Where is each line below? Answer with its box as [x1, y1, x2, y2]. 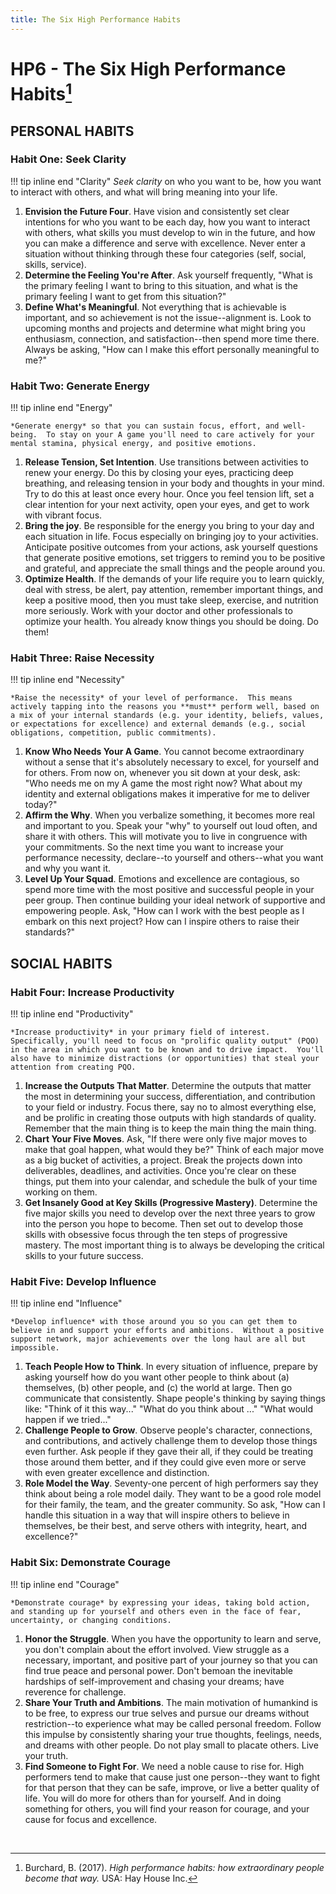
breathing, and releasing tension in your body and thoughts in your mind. [24, 477, 325, 490]
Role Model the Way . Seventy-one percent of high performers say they [24, 1477, 319, 1490]
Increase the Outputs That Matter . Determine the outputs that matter [24, 1080, 312, 1092]
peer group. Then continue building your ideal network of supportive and [24, 894, 326, 906]
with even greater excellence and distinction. [24, 1467, 210, 1479]
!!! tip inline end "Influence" [10, 1297, 123, 1310]
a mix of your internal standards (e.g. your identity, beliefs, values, [10, 711, 325, 721]
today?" [24, 799, 58, 811]
